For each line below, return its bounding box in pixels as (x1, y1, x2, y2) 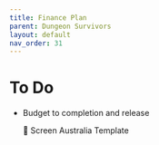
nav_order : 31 (9, 38, 64, 48)
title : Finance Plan (9, 13, 88, 23)
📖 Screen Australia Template (22, 125, 129, 136)
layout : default (9, 30, 71, 39)
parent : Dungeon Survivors (9, 22, 112, 31)
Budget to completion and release (22, 108, 150, 119)
